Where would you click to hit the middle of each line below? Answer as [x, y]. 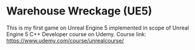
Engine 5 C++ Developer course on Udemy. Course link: [77, 34]
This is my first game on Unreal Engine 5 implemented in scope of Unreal [98, 28]
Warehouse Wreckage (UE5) [79, 11]
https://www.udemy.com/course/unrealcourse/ [65, 40]
